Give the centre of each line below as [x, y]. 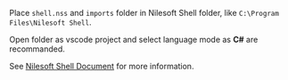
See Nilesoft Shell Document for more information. [102, 66]
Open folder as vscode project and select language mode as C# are [134, 40]
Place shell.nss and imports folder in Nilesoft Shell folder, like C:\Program [144, 13]
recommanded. [37, 49]
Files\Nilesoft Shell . [50, 22]
